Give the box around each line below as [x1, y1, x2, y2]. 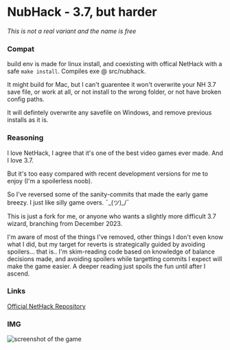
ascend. [7, 269, 30, 278]
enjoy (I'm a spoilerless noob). [7, 176, 93, 185]
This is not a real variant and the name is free [7, 27, 137, 35]
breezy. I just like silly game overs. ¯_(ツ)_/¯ [7, 198, 130, 207]
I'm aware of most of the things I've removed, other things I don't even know [7, 232, 224, 241]
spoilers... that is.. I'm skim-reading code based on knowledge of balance [7, 247, 215, 256]
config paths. [7, 95, 45, 103]
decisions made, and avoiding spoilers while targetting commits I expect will [7, 254, 222, 262]
